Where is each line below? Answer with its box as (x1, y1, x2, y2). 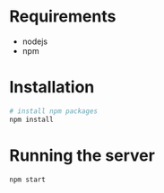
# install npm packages (9, 106, 99, 116)
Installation (9, 77, 95, 98)
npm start (9, 175, 47, 184)
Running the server (9, 145, 155, 165)
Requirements (9, 6, 117, 27)
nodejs (22, 36, 47, 47)
